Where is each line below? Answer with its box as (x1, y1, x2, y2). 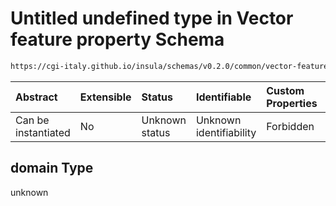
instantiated (15, 125, 71, 139)
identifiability (195, 125, 257, 139)
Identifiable (195, 90, 252, 104)
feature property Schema (10, 28, 225, 51)
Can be (15, 113, 50, 127)
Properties (266, 96, 318, 110)
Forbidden (266, 119, 315, 133)
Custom (266, 83, 305, 97)
